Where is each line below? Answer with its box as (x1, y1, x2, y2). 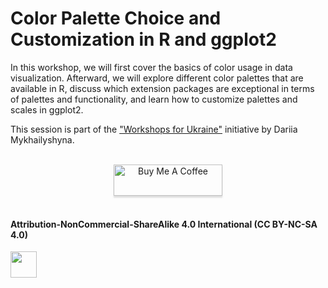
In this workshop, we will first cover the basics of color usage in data (10, 61, 293, 73)
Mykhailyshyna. (10, 133, 75, 146)
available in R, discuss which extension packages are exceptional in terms (10, 82, 315, 94)
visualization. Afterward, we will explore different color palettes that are (10, 72, 304, 84)
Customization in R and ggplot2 (10, 28, 277, 51)
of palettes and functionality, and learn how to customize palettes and (10, 93, 298, 105)
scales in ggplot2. (10, 103, 84, 116)
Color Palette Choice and (10, 7, 222, 30)
